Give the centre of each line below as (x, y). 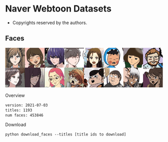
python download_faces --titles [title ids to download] (66, 134)
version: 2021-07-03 (27, 105)
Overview (15, 95)
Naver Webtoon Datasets (58, 9)
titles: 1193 (19, 110)
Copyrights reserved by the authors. (50, 23)
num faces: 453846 (24, 115)
